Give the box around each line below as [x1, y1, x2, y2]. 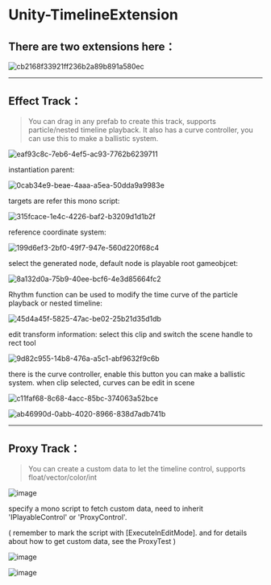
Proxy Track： [8, 442, 81, 456]
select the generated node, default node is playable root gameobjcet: [8, 258, 239, 268]
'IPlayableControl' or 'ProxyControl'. [8, 512, 127, 521]
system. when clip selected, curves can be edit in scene [8, 377, 195, 388]
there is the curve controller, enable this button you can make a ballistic [8, 369, 246, 379]
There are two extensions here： [8, 39, 176, 53]
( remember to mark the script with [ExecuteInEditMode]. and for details [8, 528, 248, 537]
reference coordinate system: [8, 227, 106, 237]
